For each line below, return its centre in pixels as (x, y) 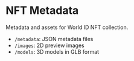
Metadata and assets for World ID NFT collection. (67, 27)
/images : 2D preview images (49, 45)
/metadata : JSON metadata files (54, 39)
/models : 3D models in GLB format (57, 51)
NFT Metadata (42, 11)
